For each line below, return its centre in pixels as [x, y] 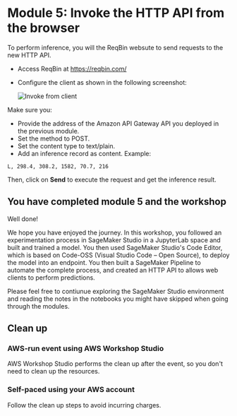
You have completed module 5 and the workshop [117, 202]
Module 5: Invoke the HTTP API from [116, 13]
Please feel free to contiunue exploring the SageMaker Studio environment [116, 291]
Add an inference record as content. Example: [84, 153]
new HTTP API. [29, 55]
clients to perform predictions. [51, 278]
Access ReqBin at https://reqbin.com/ [72, 69]
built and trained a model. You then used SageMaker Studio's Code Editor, [115, 247]
